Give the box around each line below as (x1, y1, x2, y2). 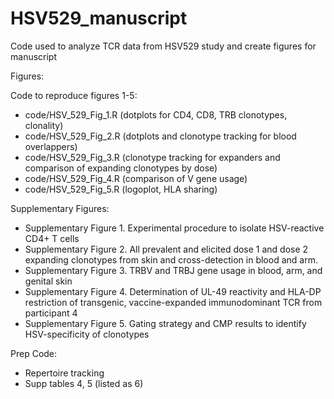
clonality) (24, 119, 64, 131)
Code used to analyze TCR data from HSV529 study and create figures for (10, 40, 317, 52)
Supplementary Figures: (10, 202, 110, 214)
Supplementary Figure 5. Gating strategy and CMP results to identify (24, 317, 307, 329)
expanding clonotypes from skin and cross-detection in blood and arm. (24, 253, 318, 266)
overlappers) (24, 140, 78, 152)
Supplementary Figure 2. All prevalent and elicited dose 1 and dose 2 (24, 243, 309, 255)
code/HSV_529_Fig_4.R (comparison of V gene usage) (24, 172, 248, 184)
